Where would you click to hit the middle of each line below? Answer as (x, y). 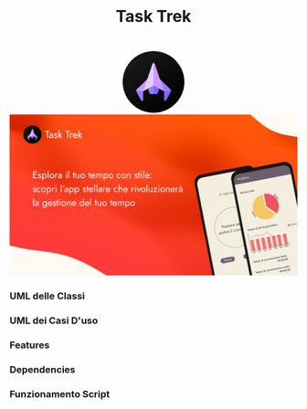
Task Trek (153, 17)
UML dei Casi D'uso (54, 320)
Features (30, 345)
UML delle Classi (47, 296)
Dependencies (42, 370)
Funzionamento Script (60, 394)
